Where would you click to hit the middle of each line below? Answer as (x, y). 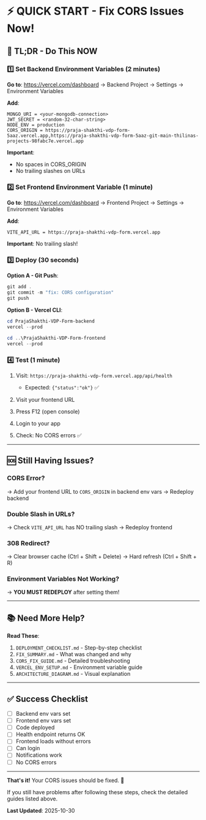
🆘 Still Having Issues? (50, 461)
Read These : (23, 636)
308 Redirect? (28, 543)
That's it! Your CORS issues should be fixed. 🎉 (66, 780)
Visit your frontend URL (45, 399)
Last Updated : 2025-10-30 (41, 810)
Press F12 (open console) (48, 412)
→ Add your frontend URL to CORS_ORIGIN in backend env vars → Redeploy (101, 491)
